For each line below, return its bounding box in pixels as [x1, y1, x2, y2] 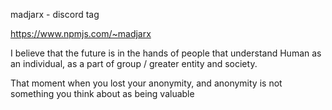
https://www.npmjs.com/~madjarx [10, 28, 152, 39]
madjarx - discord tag [10, 9, 100, 20]
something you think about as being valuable [10, 88, 195, 99]
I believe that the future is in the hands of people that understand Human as [10, 47, 322, 59]
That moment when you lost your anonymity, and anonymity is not [10, 77, 283, 89]
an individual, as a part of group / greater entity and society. [10, 58, 258, 69]
